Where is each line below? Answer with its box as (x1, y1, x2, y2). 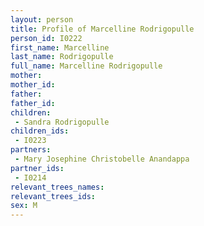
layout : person (10, 14, 74, 25)
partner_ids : (10, 163, 65, 173)
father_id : (10, 98, 56, 108)
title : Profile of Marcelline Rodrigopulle (10, 24, 195, 34)
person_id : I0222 (10, 33, 83, 43)
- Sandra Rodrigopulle (14, 117, 110, 127)
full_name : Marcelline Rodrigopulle (10, 61, 163, 71)
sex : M (10, 201, 38, 211)
